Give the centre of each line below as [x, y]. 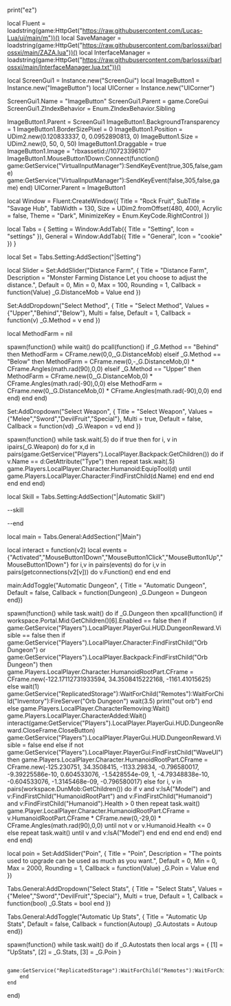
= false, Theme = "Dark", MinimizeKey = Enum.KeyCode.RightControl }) [108, 216]
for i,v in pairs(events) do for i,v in [118, 565]
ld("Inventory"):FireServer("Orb [52, 701]
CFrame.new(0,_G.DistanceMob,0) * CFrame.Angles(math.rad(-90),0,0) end [114, 391]
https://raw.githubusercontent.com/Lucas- [142, 31]
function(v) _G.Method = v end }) [54, 320]
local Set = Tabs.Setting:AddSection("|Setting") [74, 257]
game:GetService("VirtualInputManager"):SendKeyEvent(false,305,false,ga [113, 180]
